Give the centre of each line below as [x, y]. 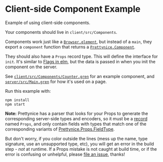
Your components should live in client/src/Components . [61, 32]
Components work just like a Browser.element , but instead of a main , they [79, 41]
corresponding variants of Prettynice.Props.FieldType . [60, 129]
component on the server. [31, 67]
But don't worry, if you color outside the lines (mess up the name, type [76, 138]
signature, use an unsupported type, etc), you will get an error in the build [80, 144]
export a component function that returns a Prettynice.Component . [70, 47]
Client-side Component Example [73, 9]
